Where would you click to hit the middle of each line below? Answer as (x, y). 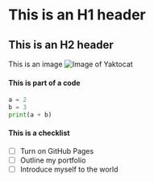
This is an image (35, 64)
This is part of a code (44, 83)
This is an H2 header (61, 45)
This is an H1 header (77, 15)
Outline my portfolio (53, 160)
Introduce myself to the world (69, 169)
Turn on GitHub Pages (57, 151)
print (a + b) (30, 115)
